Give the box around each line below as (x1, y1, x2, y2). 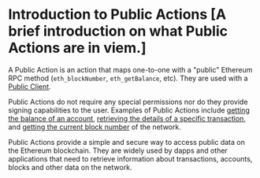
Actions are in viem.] (8, 39, 147, 57)
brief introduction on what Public (8, 22, 228, 40)
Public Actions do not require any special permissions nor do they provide (8, 97, 248, 106)
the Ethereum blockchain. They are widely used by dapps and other (8, 146, 228, 155)
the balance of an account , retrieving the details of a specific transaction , (8, 113, 247, 123)
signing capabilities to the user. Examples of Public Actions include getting (8, 105, 250, 115)
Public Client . (8, 81, 51, 91)
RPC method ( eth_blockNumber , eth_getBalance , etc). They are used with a (8, 73, 248, 83)
